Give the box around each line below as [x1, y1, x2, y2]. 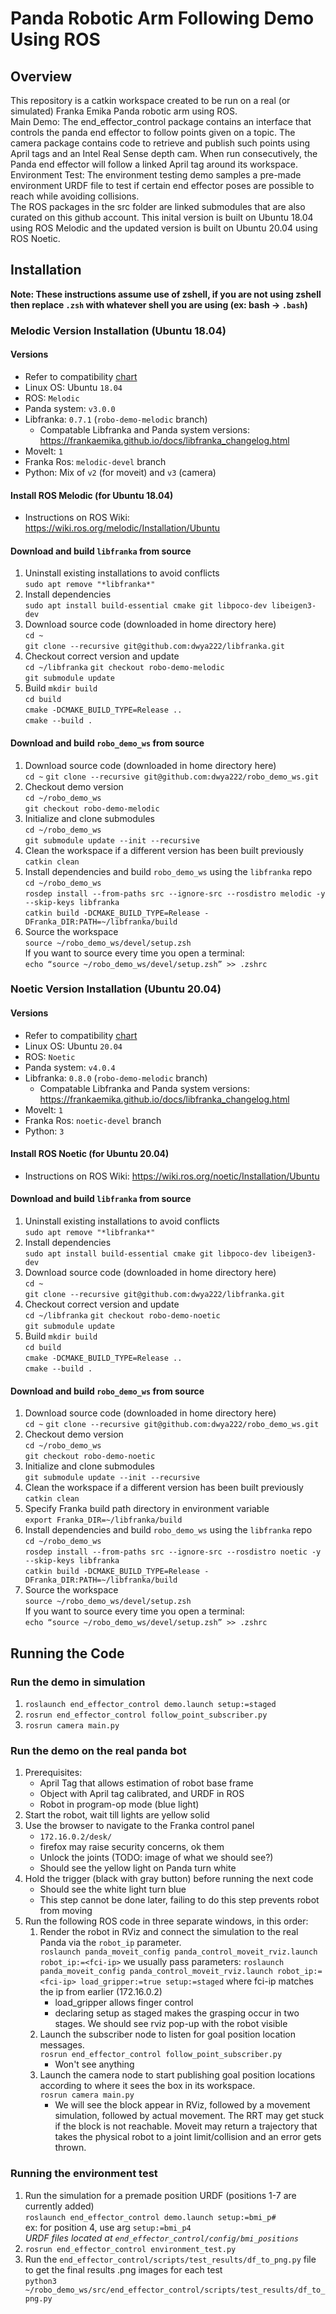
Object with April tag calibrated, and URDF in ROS [39, 1788, 245, 1800]
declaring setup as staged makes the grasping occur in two [54, 2007, 300, 2019]
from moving [39, 1905, 93, 1917]
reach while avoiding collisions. [10, 190, 140, 202]
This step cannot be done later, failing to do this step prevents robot [39, 1894, 320, 1906]
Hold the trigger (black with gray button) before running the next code [24, 1873, 314, 1885]
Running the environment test [10, 2167, 158, 2181]
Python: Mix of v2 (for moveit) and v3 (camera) [24, 466, 217, 478]
